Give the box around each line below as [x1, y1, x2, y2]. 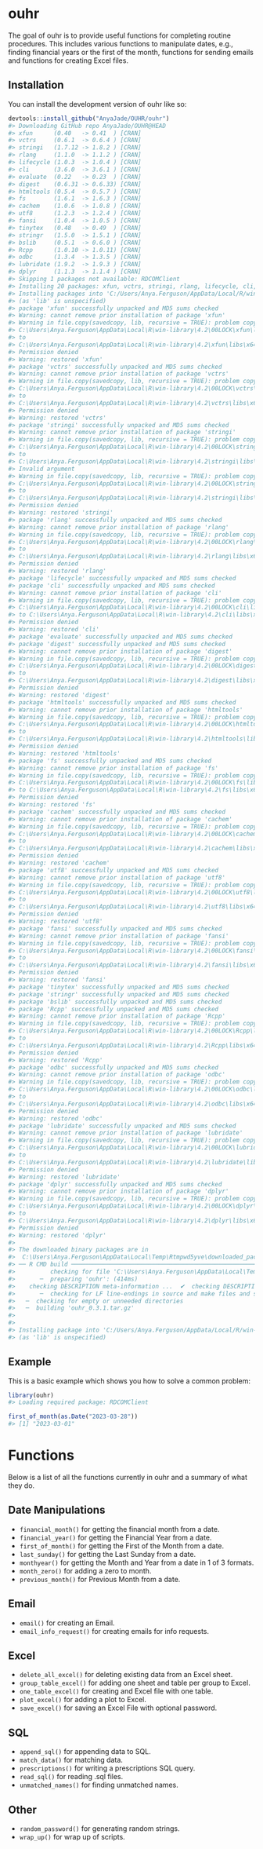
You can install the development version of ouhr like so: [8, 99, 187, 108]
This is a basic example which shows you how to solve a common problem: [8, 1376, 250, 1386]
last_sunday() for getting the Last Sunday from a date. [19, 1549, 196, 1558]
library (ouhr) [8, 1391, 55, 1399]
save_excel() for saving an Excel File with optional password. [19, 1703, 218, 1712]
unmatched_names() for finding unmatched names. [19, 1780, 178, 1790]
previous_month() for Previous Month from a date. [19, 1574, 181, 1584]
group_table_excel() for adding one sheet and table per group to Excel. [19, 1678, 250, 1688]
